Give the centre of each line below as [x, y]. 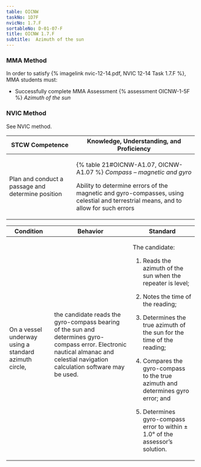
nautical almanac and [84, 352]
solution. [155, 449]
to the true [157, 376]
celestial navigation [81, 359]
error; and [157, 398]
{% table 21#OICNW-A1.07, [116, 164]
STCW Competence [40, 145]
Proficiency [134, 148]
